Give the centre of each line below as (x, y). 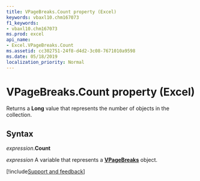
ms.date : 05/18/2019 (32, 57)
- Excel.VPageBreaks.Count (40, 46)
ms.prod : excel (25, 34)
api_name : (19, 40)
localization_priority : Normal (45, 62)
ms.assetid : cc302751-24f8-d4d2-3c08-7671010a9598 (71, 51)
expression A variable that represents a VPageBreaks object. (82, 160)
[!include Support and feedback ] (46, 171)
